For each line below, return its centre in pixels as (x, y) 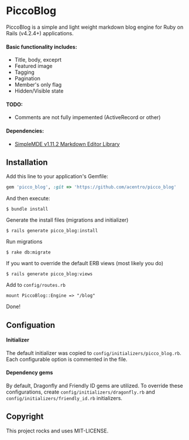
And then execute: (28, 198)
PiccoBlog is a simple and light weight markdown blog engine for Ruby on (95, 27)
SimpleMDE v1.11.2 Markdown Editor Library (67, 144)
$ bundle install (27, 209)
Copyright (25, 417)
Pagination (28, 79)
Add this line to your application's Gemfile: (57, 177)
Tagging (25, 72)
